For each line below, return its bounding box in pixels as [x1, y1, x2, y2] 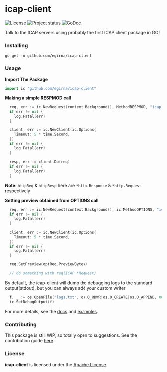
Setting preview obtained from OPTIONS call [5, 197, 99, 203]
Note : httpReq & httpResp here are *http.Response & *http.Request [5, 182, 142, 188]
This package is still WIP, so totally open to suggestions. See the [5, 332, 138, 338]
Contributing [5, 321, 37, 328]
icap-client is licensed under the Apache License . [5, 361, 108, 367]
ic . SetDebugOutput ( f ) [9, 300, 55, 305]
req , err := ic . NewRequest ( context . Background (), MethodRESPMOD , [9, 105, 148, 110]
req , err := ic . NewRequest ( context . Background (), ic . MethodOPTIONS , [9, 207, 155, 212]
